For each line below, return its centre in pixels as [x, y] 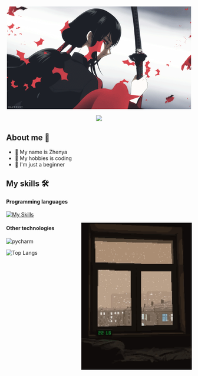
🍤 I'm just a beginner [40, 164]
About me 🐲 [28, 138]
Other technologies [30, 228]
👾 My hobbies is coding [43, 158]
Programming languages [37, 201]
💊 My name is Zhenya [41, 152]
